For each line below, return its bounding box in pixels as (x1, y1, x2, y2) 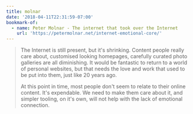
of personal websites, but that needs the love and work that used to (20, 65, 185, 72)
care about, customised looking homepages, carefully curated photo (20, 53, 188, 60)
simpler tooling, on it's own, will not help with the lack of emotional (20, 95, 183, 103)
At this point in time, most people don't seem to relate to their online (20, 83, 186, 90)
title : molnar (6, 8, 41, 15)
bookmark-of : (6, 19, 38, 25)
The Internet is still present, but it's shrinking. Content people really (20, 46, 185, 53)
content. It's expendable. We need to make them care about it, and (20, 89, 183, 96)
